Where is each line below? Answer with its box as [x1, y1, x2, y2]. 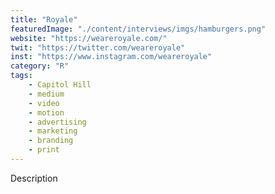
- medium [28, 89, 65, 99]
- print [28, 145, 60, 155]
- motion [28, 107, 65, 118]
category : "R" [10, 61, 70, 71]
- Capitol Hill [28, 80, 92, 90]
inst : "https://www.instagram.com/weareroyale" [10, 52, 213, 62]
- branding [28, 136, 74, 146]
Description [10, 172, 58, 184]
